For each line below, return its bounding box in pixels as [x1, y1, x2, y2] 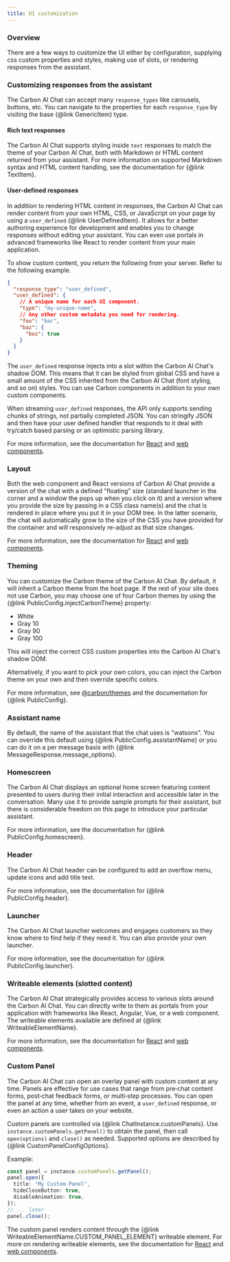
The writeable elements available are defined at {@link [7, 1016, 161, 1024]
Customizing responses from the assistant [7, 80, 152, 89]
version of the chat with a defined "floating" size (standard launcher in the [7, 487, 217, 495]
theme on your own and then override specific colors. [7, 675, 159, 684]
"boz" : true [25, 330, 60, 337]
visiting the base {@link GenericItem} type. [7, 111, 129, 119]
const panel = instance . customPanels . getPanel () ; [7, 1168, 152, 1175]
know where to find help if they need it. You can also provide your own [7, 934, 207, 942]
